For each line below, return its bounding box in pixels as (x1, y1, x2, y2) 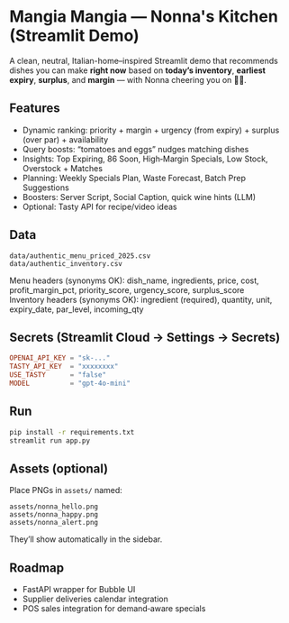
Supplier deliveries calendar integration (22, 593, 168, 605)
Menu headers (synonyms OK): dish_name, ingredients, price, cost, (9, 275, 259, 286)
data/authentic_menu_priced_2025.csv (9, 251, 151, 261)
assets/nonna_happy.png (9, 510, 99, 519)
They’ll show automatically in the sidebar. (9, 534, 163, 545)
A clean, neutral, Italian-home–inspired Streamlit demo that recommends (9, 55, 279, 66)
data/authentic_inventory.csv (9, 259, 123, 268)
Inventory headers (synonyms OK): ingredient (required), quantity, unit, (9, 294, 273, 305)
